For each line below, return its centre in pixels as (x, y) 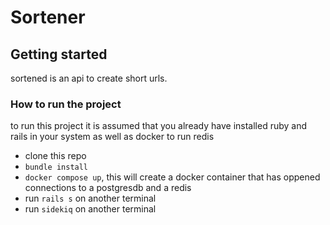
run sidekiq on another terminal (90, 209)
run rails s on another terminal (90, 198)
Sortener (48, 17)
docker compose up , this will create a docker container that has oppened (172, 177)
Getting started (59, 54)
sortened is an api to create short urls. (89, 78)
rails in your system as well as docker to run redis (112, 137)
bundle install (56, 167)
